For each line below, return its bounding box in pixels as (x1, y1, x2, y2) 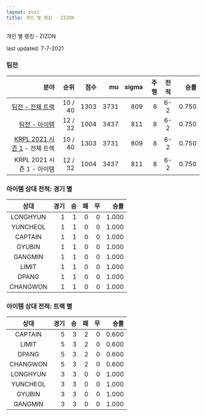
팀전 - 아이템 (18, 120, 55, 129)
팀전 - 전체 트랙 (11, 102, 55, 111)
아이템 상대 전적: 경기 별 (6, 185, 72, 193)
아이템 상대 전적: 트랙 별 (6, 302, 72, 310)
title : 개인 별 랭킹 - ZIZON (6, 15, 75, 21)
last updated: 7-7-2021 (6, 44, 64, 52)
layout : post (6, 9, 40, 15)
